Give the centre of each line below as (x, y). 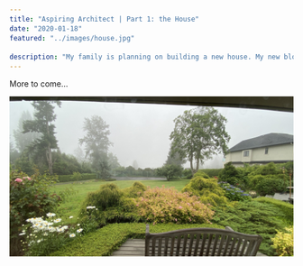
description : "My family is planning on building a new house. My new (145, 57)
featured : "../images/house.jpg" (72, 38)
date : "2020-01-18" (46, 28)
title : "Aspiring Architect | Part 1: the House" (105, 19)
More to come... (39, 84)
